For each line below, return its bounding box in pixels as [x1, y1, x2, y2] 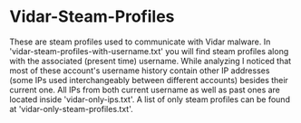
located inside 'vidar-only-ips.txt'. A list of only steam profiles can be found [9, 93, 290, 105]
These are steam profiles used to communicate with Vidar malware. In [9, 36, 271, 47]
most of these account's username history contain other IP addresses [9, 65, 270, 76]
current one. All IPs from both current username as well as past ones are [9, 84, 281, 95]
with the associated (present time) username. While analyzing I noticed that [9, 55, 292, 66]
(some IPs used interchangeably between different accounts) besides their [9, 74, 288, 85]
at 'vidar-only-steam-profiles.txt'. [9, 103, 133, 114]
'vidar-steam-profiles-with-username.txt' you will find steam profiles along [9, 45, 289, 56]
